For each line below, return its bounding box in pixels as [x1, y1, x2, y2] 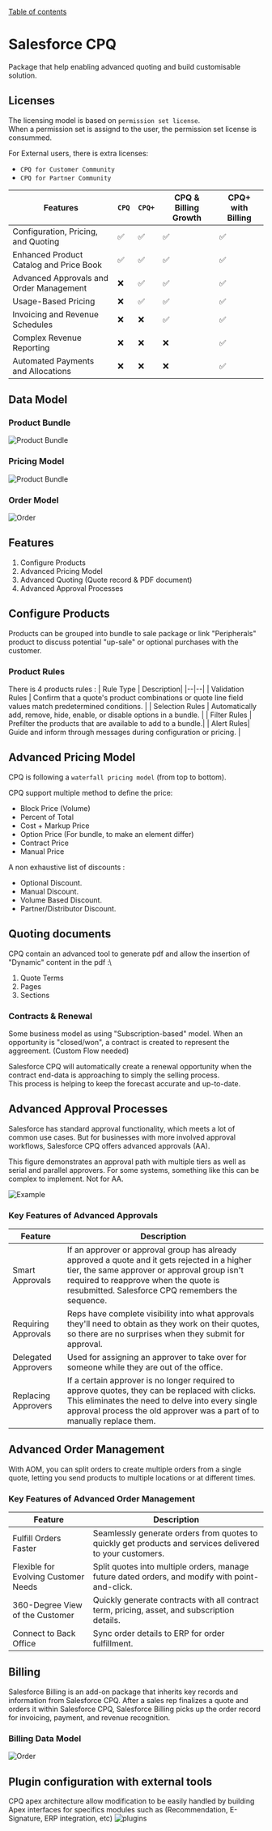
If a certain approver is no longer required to [66, 1374, 235, 1386]
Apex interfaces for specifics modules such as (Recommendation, [8, 1805, 228, 1815]
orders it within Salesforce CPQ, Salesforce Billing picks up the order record [8, 1704, 261, 1714]
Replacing [12, 1390, 51, 1401]
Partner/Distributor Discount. [19, 903, 117, 913]
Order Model [8, 494, 59, 505]
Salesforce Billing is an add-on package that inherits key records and [8, 1687, 239, 1697]
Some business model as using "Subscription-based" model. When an [8, 1028, 243, 1039]
